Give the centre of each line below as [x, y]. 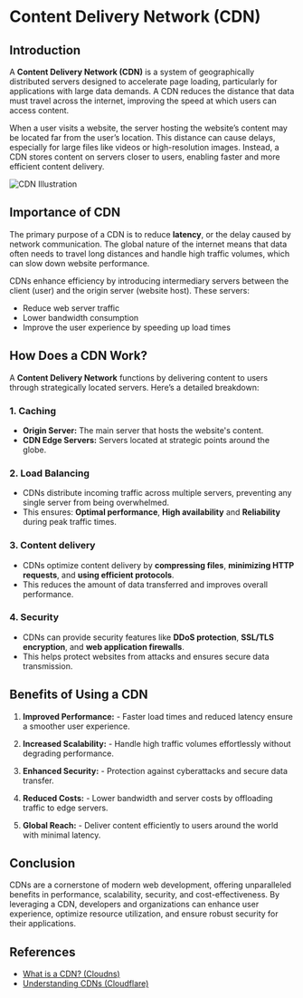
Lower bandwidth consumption [80, 317]
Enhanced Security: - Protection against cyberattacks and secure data [155, 770]
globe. [34, 450]
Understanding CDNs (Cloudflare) [85, 983]
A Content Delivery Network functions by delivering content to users [139, 377]
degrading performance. [68, 753]
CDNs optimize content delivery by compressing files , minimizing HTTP [158, 565]
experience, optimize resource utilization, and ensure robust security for [144, 914]
